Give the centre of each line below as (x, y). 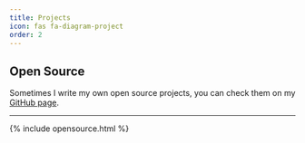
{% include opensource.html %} (69, 129)
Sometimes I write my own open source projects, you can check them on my (152, 93)
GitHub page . (34, 103)
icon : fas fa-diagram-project (67, 26)
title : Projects (40, 18)
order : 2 (26, 34)
